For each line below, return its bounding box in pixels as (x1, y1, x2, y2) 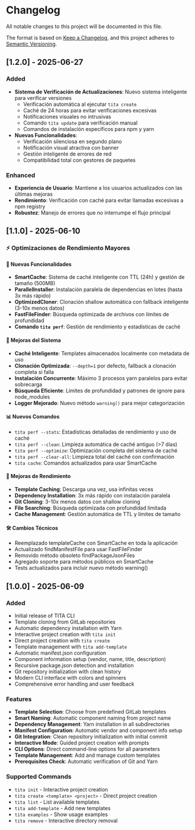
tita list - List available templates (14, 798, 100, 805)
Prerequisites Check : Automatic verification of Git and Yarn (14, 758, 158, 765)
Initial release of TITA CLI (14, 612, 75, 619)
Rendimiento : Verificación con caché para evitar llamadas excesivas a (14, 196, 184, 203)
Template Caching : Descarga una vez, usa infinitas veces (14, 486, 154, 493)
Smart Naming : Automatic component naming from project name (14, 714, 171, 722)
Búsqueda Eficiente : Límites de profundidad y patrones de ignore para (14, 387, 185, 394)
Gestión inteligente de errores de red (23, 150, 112, 157)
